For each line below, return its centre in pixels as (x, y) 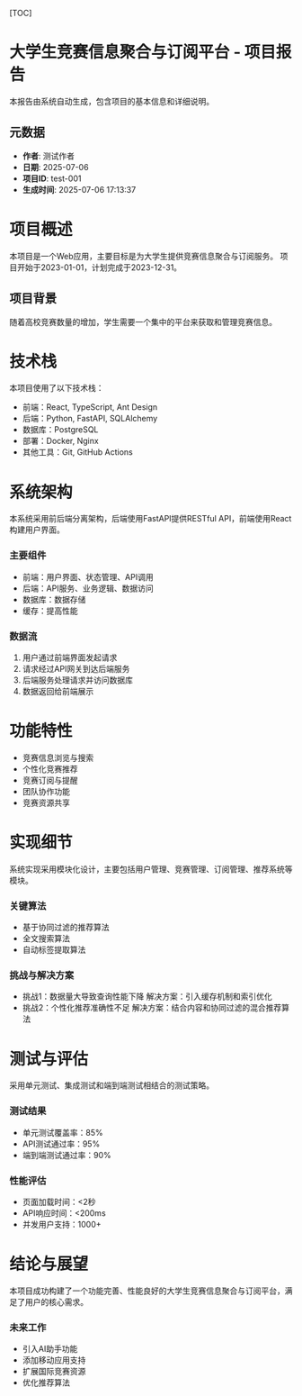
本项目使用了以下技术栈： (57, 388)
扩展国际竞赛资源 (54, 1372)
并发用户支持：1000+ (62, 1224)
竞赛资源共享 (46, 802)
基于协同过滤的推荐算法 (66, 928)
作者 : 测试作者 (48, 156)
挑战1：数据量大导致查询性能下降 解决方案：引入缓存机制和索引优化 (147, 997)
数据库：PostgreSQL (60, 430)
